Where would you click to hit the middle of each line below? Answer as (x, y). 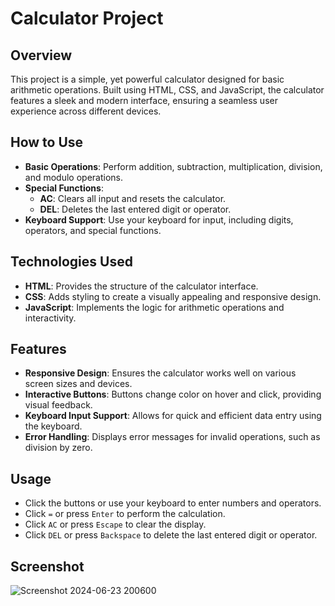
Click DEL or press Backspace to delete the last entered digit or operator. (171, 535)
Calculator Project (87, 18)
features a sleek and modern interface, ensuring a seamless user (144, 100)
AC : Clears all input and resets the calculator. (133, 198)
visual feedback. (58, 405)
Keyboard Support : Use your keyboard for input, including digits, (159, 219)
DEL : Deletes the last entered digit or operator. (135, 209)
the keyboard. (53, 426)
